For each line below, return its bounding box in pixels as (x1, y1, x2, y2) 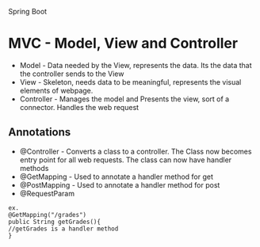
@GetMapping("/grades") (8, 211, 87, 218)
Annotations (8, 126, 71, 139)
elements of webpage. (19, 85, 94, 95)
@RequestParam (19, 188, 75, 198)
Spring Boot (8, 7, 48, 16)
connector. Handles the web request (19, 102, 140, 112)
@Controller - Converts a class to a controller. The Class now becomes (19, 146, 252, 156)
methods (19, 163, 49, 173)
